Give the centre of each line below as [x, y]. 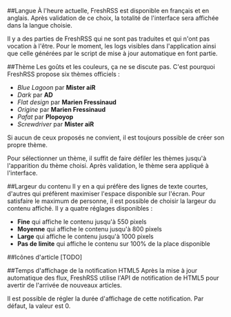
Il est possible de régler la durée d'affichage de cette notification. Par [106, 298]
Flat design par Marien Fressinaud [67, 102]
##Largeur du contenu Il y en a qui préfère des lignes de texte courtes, [108, 186]
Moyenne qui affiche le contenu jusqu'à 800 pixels [89, 229]
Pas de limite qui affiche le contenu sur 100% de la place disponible [113, 244]
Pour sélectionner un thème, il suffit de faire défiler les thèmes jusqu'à [107, 158]
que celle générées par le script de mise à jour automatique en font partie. [112, 53]
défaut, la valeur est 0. [39, 306]
